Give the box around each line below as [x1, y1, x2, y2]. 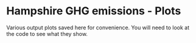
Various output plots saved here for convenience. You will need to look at [6, 24, 190, 31]
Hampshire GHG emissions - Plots [6, 4, 181, 18]
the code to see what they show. [6, 30, 88, 37]
